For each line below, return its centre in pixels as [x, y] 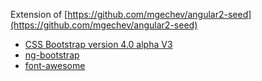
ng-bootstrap [52, 55]
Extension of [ [39, 14]
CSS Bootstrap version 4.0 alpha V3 [98, 44]
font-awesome [55, 65]
